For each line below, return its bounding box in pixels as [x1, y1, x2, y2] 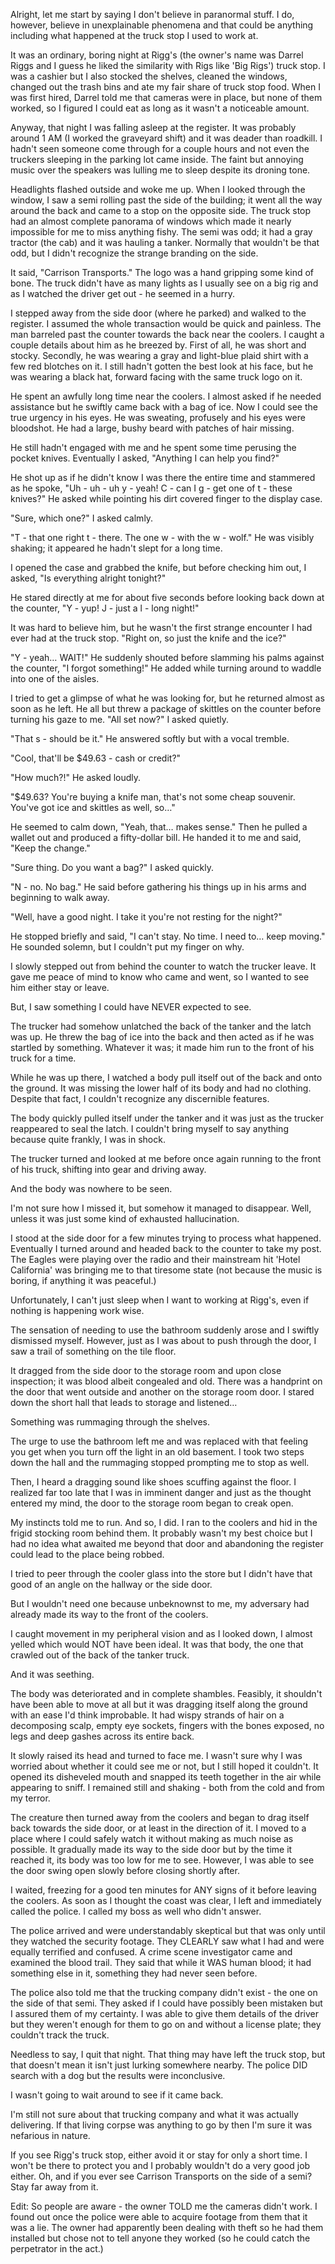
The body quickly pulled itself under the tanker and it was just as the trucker [10, 1112, 325, 1124]
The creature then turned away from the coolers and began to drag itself [10, 1812, 310, 1823]
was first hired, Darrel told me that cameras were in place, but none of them [10, 92, 323, 103]
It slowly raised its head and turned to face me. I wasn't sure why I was [10, 1750, 303, 1761]
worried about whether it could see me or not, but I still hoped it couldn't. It [10, 1760, 319, 1772]
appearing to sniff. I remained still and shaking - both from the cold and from [10, 1782, 325, 1793]
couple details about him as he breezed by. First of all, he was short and [10, 339, 307, 351]
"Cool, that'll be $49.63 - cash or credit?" [10, 752, 182, 764]
